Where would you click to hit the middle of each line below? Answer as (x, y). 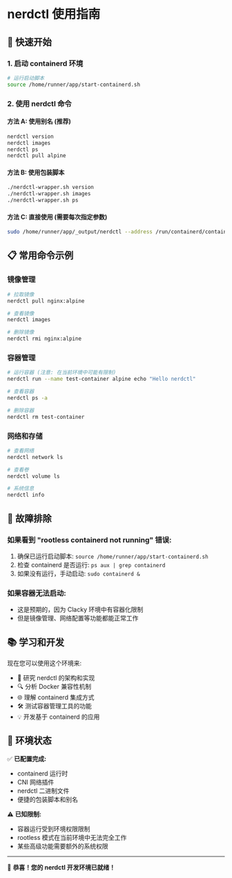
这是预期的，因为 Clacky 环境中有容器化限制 (80, 609)
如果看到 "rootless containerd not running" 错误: (89, 539)
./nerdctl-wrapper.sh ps (43, 200)
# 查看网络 (21, 451)
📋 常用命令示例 (40, 255)
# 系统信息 (21, 489)
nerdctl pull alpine (37, 156)
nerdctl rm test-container (46, 417)
